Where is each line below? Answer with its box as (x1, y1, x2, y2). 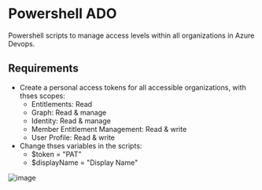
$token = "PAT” (31, 149, 82, 159)
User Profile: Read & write (31, 133, 116, 142)
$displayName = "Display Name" (31, 158, 138, 167)
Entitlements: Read (31, 99, 93, 108)
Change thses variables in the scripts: (19, 141, 142, 150)
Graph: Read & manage (31, 108, 107, 117)
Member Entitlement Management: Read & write (31, 124, 187, 133)
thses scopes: (19, 91, 65, 100)
